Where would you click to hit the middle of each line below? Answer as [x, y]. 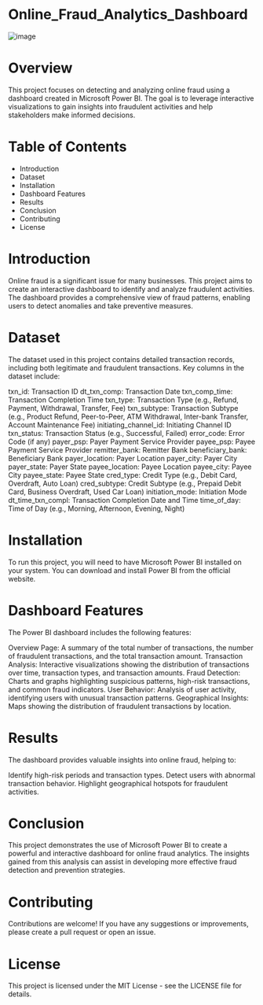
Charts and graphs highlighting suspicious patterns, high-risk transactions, [129, 681]
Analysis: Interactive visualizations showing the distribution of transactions [129, 664]
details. [20, 994]
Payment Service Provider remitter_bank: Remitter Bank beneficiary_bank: [128, 449]
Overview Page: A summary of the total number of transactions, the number [131, 648]
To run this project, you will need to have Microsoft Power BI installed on [125, 562]
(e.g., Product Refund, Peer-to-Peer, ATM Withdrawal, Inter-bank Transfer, [128, 416]
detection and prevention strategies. [67, 870]
